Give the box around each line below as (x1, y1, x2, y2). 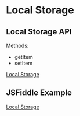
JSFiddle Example (6, 88, 72, 98)
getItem (14, 54, 33, 60)
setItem (14, 59, 33, 66)
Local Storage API (6, 27, 72, 37)
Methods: (6, 42, 29, 49)
